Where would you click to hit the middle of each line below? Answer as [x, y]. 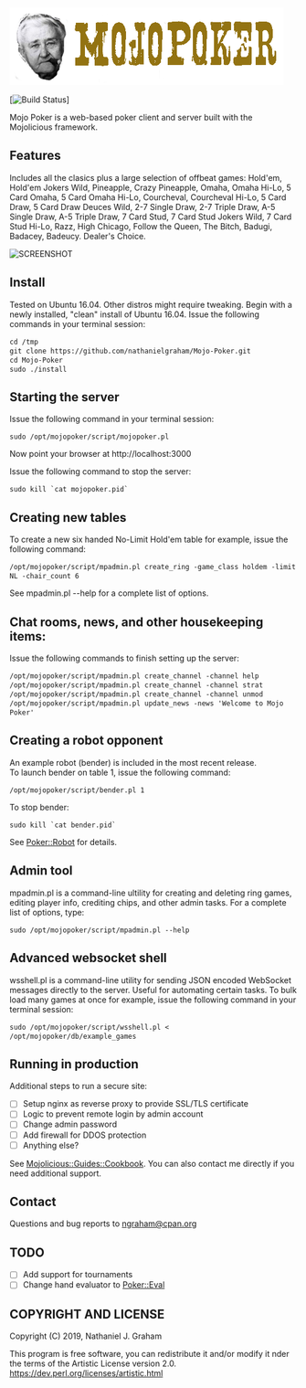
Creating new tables [68, 518]
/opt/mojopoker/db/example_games [73, 1036]
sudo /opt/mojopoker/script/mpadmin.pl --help [100, 930]
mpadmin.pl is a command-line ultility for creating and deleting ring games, [151, 893]
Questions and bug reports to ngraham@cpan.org [103, 1224]
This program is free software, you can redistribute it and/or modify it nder [149, 1354]
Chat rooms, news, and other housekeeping [137, 622]
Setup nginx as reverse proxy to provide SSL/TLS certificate [136, 1104]
